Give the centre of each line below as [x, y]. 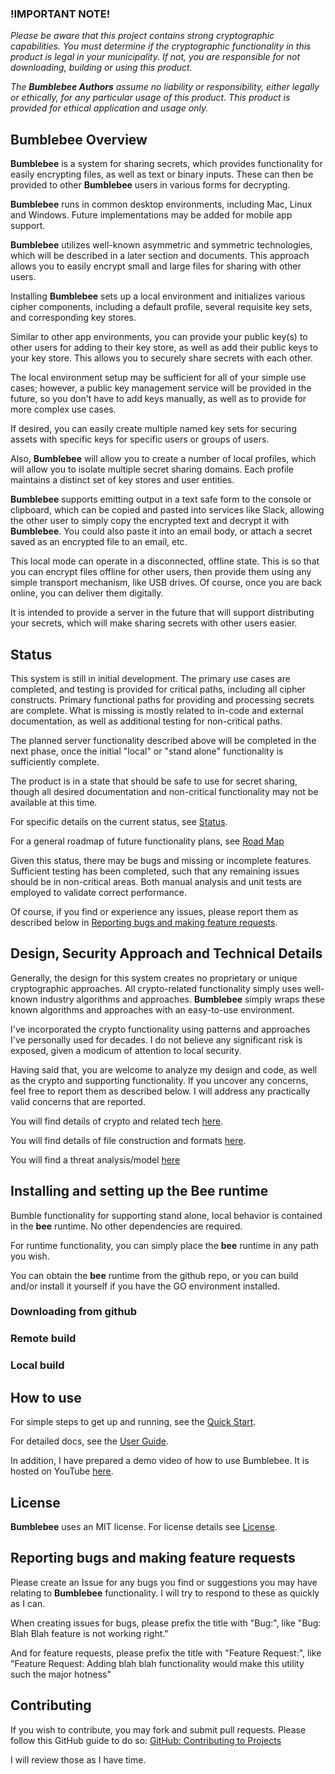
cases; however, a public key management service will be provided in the [161, 388]
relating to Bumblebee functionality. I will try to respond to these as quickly [165, 1593]
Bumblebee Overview [79, 139]
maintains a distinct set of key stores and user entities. [122, 480]
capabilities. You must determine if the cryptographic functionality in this [161, 46]
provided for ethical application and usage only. [109, 108]
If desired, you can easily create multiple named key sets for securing [153, 429]
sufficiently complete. [55, 761]
